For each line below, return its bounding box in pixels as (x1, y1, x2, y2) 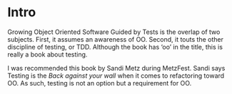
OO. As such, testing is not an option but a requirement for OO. (7, 78, 192, 87)
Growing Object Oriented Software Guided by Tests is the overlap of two (7, 28, 221, 36)
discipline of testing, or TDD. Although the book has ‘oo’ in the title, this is (7, 42, 223, 51)
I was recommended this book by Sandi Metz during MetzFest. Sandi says (7, 64, 226, 72)
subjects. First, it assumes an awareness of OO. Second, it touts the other (7, 35, 223, 43)
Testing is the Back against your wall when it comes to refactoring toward (7, 71, 225, 80)
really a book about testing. (7, 50, 88, 59)
